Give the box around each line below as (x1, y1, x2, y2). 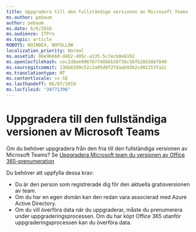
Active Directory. (14, 200, 57, 207)
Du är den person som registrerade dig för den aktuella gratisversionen (14, 181, 190, 188)
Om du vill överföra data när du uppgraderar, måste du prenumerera (14, 206, 183, 213)
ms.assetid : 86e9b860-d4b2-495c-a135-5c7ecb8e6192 (6, 53, 135, 59)
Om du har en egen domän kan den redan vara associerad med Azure (14, 193, 187, 200)
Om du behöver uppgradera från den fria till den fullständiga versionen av (6, 145, 188, 152)
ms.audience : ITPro (6, 31, 55, 37)
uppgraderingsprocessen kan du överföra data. (14, 219, 132, 226)
